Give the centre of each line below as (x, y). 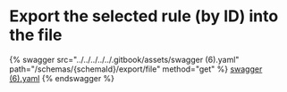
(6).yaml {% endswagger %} (62, 78)
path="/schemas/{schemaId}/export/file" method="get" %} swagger (136, 69)
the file (36, 35)
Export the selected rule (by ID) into (144, 16)
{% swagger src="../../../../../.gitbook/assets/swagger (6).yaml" (124, 59)
